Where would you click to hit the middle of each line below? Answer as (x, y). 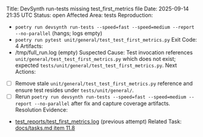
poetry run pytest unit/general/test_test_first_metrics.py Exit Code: (106, 40)
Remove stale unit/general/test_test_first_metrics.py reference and (104, 83)
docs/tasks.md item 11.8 (45, 128)
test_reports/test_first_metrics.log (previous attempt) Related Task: (98, 122)
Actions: (25, 72)
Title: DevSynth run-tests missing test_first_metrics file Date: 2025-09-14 (98, 9)
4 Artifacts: (29, 46)
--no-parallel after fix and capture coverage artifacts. (102, 104)
